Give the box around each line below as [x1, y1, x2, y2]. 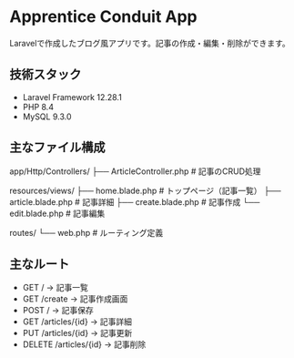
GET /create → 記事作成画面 [22, 293, 128, 304]
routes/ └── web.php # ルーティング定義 [9, 227, 164, 238]
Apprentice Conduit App [9, 6, 198, 27]
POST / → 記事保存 [22, 305, 94, 316]
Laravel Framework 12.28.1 [22, 91, 123, 102]
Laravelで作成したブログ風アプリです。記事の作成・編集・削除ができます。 [9, 37, 291, 48]
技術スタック [9, 66, 82, 83]
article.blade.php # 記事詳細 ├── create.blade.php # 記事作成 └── [9, 196, 260, 207]
